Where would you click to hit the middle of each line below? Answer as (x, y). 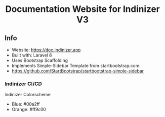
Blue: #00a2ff (26, 104)
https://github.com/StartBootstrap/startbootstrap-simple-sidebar (78, 71)
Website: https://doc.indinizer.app (46, 50)
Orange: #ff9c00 (29, 110)
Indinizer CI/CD (23, 84)
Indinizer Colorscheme (28, 95)
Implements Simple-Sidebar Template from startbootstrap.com (76, 66)
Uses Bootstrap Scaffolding (40, 60)
